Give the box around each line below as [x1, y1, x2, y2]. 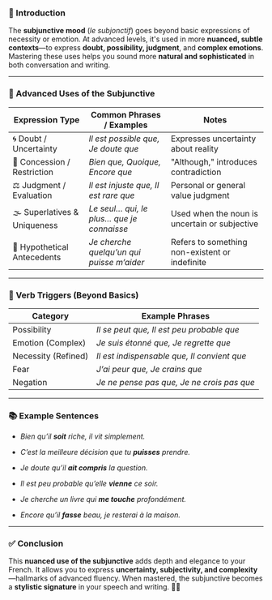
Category [32, 310, 70, 321]
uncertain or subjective [170, 218, 259, 229]
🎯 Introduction [8, 7, 66, 19]
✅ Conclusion [8, 538, 64, 550]
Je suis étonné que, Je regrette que [96, 336, 232, 348]
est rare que [88, 190, 135, 201]
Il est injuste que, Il [88, 179, 159, 191]
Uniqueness [12, 220, 58, 231]
